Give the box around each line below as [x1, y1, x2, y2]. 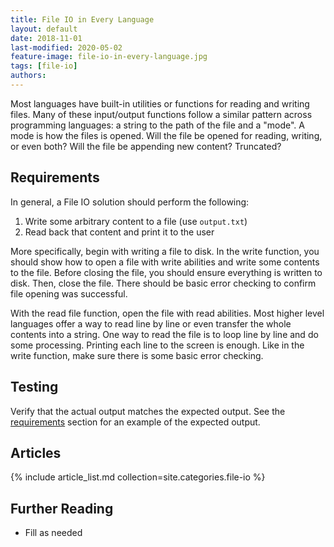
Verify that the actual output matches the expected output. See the [10, 405, 286, 417]
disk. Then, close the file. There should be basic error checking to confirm [10, 277, 317, 289]
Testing [10, 379, 59, 396]
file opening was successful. [10, 287, 128, 300]
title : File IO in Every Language [10, 14, 155, 25]
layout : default [10, 24, 78, 34]
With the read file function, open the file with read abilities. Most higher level [10, 307, 325, 319]
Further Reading [10, 500, 114, 517]
